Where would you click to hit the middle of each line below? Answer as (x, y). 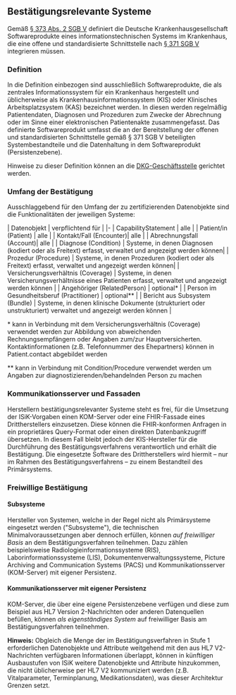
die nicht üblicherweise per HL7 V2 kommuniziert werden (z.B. (98, 670)
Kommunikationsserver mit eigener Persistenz (77, 588)
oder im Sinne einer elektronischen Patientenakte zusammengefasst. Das (113, 122)
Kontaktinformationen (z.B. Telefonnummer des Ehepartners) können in (111, 347)
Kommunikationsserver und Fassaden (74, 394)
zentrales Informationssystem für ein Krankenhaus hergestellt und (103, 92)
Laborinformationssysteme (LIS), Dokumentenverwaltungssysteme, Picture (116, 557)
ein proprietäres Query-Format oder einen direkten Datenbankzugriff (107, 431)
